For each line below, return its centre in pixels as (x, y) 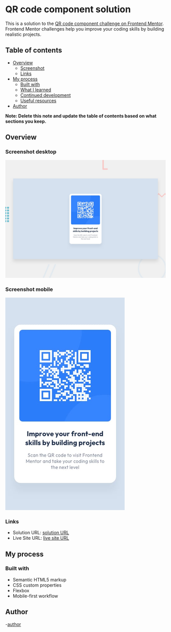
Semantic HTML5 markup (39, 580)
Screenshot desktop (31, 152)
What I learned (36, 90)
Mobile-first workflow (35, 596)
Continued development (46, 95)
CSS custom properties (37, 585)
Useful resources (38, 100)
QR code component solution (68, 9)
